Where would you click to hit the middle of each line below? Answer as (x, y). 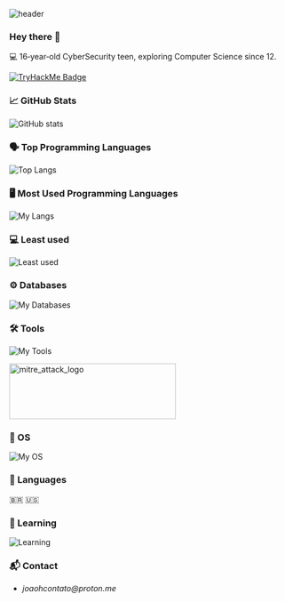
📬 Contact (34, 566)
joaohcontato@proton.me (69, 589)
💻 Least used (39, 240)
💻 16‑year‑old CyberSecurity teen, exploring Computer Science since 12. (143, 57)
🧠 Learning (33, 523)
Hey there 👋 (35, 36)
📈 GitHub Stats (43, 100)
